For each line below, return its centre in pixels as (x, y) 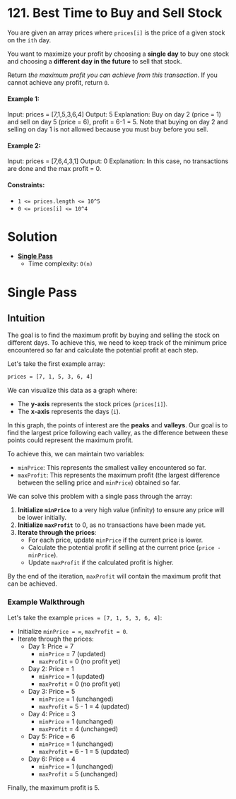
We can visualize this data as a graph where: (72, 391)
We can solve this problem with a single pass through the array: (100, 497)
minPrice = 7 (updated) (72, 653)
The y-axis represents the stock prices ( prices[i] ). (93, 404)
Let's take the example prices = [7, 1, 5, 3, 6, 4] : (85, 617)
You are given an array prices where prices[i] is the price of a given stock (116, 32)
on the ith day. (29, 40)
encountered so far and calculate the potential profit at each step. (103, 350)
